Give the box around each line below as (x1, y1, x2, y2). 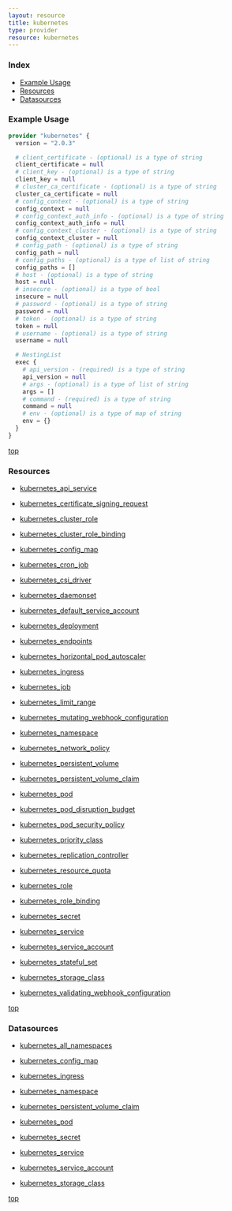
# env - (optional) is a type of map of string (22, 409, 181, 418)
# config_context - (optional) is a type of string (15, 197, 189, 205)
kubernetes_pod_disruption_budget (19, 805, 136, 814)
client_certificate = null (15, 161, 104, 169)
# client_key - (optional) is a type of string (15, 168, 175, 176)
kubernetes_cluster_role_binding (19, 529, 126, 539)
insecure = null (15, 293, 69, 301)
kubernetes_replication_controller (19, 850, 129, 860)
